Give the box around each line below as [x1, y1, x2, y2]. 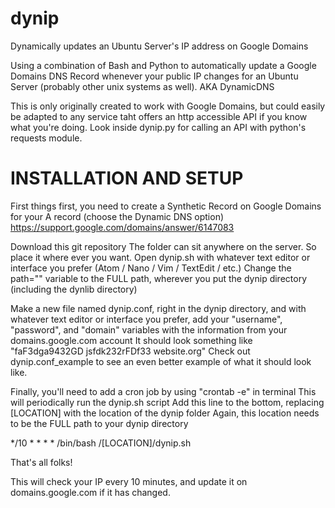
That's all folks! [10, 456, 73, 468]
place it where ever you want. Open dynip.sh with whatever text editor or [10, 251, 311, 263]
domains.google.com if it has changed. [10, 486, 171, 498]
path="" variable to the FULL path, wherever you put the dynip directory [10, 272, 307, 284]
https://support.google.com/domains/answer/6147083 [10, 221, 235, 233]
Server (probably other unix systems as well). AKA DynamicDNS [10, 80, 275, 92]
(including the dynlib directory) [10, 283, 138, 295]
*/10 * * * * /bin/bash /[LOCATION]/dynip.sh [10, 437, 192, 449]
